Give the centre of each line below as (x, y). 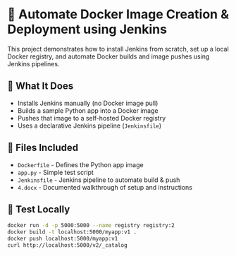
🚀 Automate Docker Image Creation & (118, 14)
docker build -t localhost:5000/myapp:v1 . (72, 232)
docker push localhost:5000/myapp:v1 (63, 239)
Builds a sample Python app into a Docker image (88, 110)
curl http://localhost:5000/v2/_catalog (68, 245)
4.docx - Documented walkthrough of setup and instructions (105, 187)
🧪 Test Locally (39, 209)
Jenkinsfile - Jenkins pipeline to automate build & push (99, 180)
